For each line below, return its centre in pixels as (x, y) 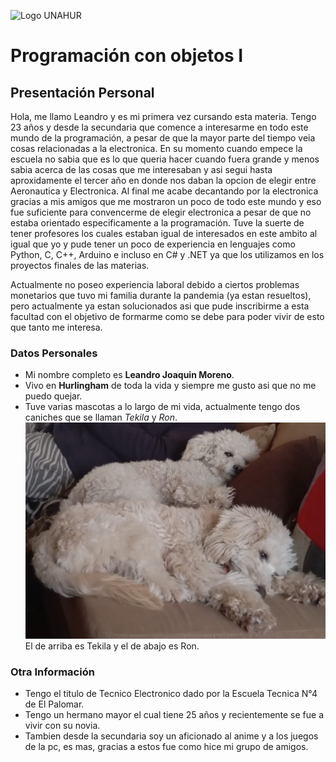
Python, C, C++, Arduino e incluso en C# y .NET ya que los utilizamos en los (167, 254)
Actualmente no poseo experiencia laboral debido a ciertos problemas (155, 284)
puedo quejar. (53, 396)
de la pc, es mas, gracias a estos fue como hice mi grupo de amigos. (166, 747)
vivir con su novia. (62, 726)
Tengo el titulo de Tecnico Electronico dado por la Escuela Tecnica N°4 (171, 694)
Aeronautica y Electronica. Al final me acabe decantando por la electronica (164, 191)
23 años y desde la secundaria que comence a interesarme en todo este (159, 127)
